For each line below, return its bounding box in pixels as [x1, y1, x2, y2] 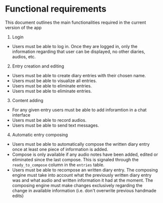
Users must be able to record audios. [12, 117, 87, 123]
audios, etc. [12, 53, 36, 59]
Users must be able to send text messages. [12, 122, 99, 128]
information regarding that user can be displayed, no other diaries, [12, 49, 145, 54]
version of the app [5, 24, 42, 30]
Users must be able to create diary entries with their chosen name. [12, 72, 146, 78]
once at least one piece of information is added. [12, 146, 109, 152]
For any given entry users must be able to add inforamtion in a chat [12, 107, 147, 113]
